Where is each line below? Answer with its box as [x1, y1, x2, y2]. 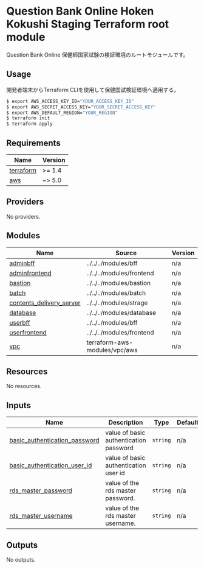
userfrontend [9, 328, 47, 336]
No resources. [6, 383, 42, 390]
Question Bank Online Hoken [6, 4, 154, 18]
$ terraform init [6, 115, 50, 121]
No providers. [6, 213, 41, 220]
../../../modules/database [86, 308, 157, 317]
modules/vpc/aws [86, 345, 138, 354]
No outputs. [6, 556, 36, 563]
